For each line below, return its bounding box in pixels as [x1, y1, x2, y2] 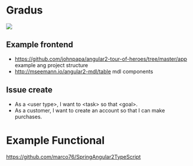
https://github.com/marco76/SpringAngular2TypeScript [6, 153, 141, 160]
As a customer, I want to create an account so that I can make [14, 107, 165, 114]
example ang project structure [14, 61, 89, 68]
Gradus [6, 4, 43, 17]
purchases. [14, 113, 42, 120]
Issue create [6, 85, 53, 95]
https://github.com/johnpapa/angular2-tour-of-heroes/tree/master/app [14, 55, 188, 62]
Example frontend [6, 39, 74, 50]
